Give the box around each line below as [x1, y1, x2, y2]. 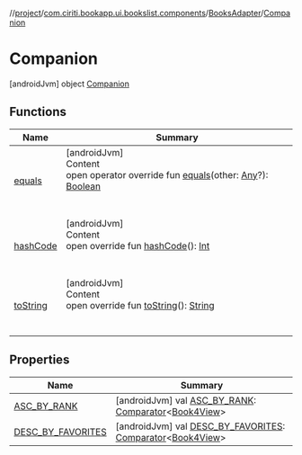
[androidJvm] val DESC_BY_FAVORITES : [115, 420, 286, 433]
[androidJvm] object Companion [9, 78, 130, 89]
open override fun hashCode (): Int [66, 239, 210, 252]
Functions [9, 104, 67, 120]
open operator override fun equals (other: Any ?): [66, 168, 269, 181]
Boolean [66, 180, 102, 192]
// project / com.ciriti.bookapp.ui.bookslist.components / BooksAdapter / [9, 8, 264, 18]
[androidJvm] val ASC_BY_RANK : [115, 394, 257, 406]
